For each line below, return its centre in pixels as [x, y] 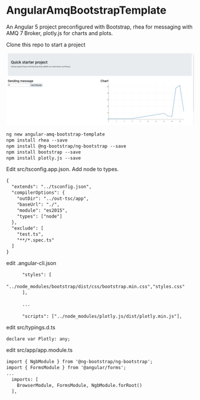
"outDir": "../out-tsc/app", [53, 199]
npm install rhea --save [37, 140]
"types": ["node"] [40, 217]
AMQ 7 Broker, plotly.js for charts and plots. [60, 33]
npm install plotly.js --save [44, 158]
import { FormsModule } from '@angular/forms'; [66, 368]
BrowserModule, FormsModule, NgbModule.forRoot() [80, 386]
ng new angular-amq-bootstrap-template [56, 134]
